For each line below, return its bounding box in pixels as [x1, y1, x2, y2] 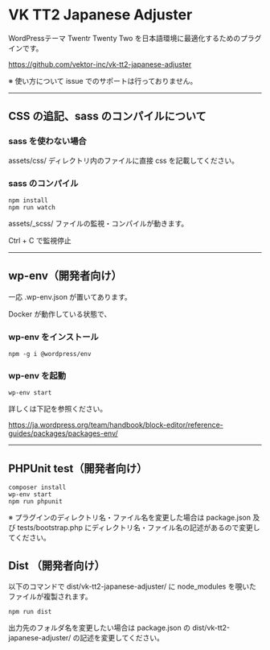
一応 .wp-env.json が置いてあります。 [8, 292, 133, 301]
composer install [8, 483, 67, 492]
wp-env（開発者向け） [8, 269, 122, 283]
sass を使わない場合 [8, 135, 87, 147]
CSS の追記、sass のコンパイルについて [8, 110, 207, 123]
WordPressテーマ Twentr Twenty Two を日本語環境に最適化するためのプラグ [8, 33, 262, 43]
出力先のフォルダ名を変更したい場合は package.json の [8, 623, 191, 632]
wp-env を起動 [8, 370, 67, 381]
